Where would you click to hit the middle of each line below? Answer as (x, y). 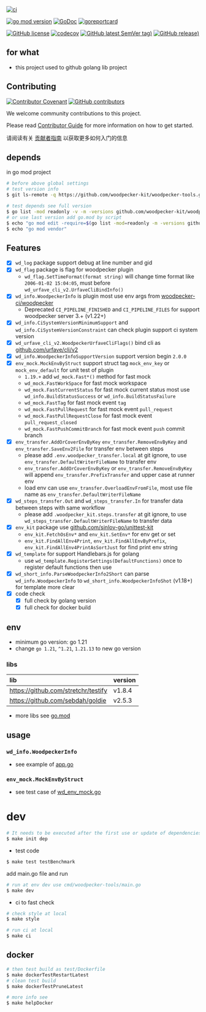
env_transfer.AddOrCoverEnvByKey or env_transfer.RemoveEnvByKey (108, 468)
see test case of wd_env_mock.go (58, 792)
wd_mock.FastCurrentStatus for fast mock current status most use (107, 389)
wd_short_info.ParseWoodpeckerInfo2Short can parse (82, 573)
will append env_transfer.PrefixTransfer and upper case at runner (109, 474)
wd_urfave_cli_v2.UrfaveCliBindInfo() (74, 290)
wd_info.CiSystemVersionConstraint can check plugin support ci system (106, 330)
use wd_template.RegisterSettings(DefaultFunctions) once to (103, 560)
